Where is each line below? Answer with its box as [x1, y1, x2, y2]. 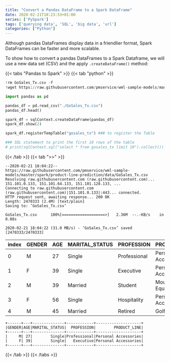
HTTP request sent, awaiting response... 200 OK [5, 194, 110, 200]
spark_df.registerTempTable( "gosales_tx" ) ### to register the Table [5, 131, 155, 136]
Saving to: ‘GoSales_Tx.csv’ [5, 203, 67, 208]
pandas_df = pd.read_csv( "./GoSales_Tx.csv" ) [5, 103, 103, 108]
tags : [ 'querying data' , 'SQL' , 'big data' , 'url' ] [5, 21, 116, 27]
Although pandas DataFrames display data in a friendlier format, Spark [5, 40, 152, 46]
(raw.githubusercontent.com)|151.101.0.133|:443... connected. [5, 190, 142, 195]
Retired [118, 307, 135, 314]
